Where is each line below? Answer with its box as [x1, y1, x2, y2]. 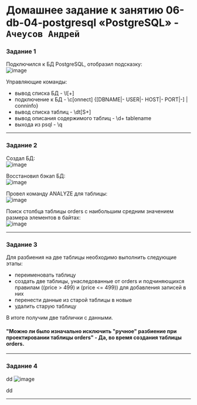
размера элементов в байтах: [6, 214, 81, 221]
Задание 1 [6, 48, 36, 56]
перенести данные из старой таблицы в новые [14, 297, 132, 304]
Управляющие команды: [6, 78, 67, 85]
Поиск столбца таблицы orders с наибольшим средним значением [6, 207, 174, 215]
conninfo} [14, 102, 39, 109]
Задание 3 [6, 240, 38, 248]
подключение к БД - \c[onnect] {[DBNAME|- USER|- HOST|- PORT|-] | [14, 96, 188, 103]
